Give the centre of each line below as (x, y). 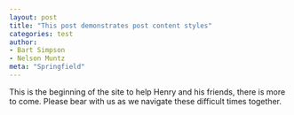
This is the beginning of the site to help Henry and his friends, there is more (147, 92)
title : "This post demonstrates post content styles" (111, 26)
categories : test (41, 34)
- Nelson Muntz (37, 58)
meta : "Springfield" (48, 67)
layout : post (33, 17)
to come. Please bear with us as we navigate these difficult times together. (146, 101)
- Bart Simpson (37, 50)
